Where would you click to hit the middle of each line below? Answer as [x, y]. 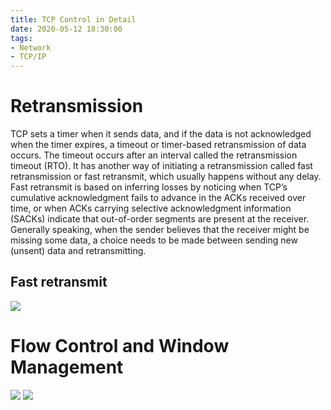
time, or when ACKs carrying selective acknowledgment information [151, 208]
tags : [21, 38]
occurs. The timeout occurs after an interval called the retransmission [154, 155]
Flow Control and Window [120, 346]
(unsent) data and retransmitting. [78, 251]
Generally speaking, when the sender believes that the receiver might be [160, 230]
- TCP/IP [28, 57]
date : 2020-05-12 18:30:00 [66, 29]
